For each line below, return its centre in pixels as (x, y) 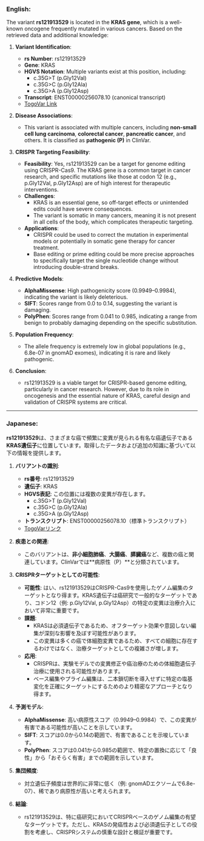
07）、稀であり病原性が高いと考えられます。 (79, 791)
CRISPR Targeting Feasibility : (53, 152)
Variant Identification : (43, 47)
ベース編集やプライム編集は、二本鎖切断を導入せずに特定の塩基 (113, 678)
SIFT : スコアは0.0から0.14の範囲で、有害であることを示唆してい (104, 735)
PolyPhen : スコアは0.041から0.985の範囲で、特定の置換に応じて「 (108, 750)
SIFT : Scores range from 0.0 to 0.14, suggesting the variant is (101, 304)
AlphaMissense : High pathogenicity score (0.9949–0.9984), (100, 291)
